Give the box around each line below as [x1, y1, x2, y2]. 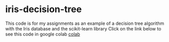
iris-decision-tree [5, 4, 82, 15]
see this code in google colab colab [5, 31, 80, 37]
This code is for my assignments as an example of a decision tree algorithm [5, 20, 164, 26]
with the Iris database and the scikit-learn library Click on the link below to [5, 25, 162, 31]
